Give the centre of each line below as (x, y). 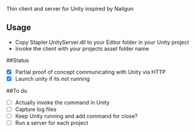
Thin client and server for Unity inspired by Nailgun (70, 9)
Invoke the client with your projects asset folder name (82, 48)
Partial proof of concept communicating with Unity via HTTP (90, 72)
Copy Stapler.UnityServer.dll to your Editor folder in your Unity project (102, 42)
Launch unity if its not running (52, 78)
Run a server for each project (51, 123)
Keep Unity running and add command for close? (76, 116)
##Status (18, 60)
